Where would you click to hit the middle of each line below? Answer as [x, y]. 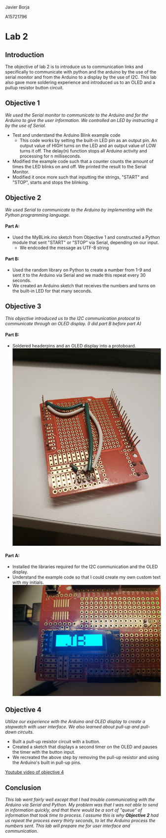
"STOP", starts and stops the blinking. [51, 182]
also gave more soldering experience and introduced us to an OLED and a [80, 82]
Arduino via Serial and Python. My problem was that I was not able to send [82, 805]
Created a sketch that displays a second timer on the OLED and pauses [85, 747]
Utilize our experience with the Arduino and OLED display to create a [75, 722]
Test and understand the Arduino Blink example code [66, 135]
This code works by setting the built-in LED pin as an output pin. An [88, 140]
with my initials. [28, 582]
